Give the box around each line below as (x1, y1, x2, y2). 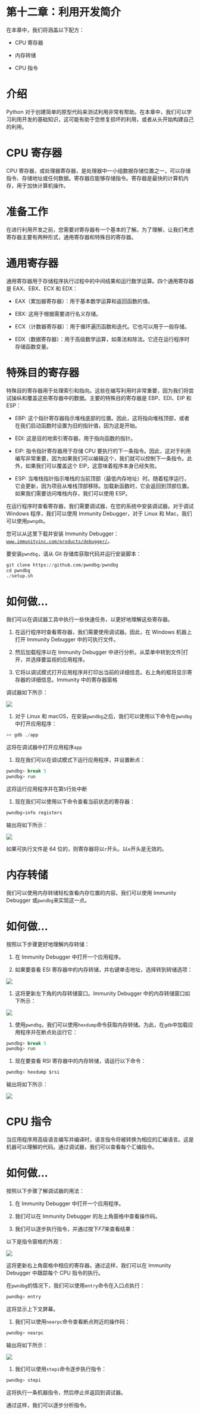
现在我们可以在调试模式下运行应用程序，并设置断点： (14, 756, 146, 764)
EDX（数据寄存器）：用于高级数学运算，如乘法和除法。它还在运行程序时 (14, 335, 190, 343)
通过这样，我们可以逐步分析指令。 (6, 1401, 90, 1409)
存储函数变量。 (14, 343, 52, 350)
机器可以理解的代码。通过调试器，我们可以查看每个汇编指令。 (6, 1143, 158, 1151)
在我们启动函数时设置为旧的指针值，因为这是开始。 (14, 421, 140, 429)
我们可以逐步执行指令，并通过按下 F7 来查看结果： (14, 1226, 136, 1233)
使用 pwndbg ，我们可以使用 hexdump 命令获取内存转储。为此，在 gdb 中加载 (14, 1021, 189, 1028)
